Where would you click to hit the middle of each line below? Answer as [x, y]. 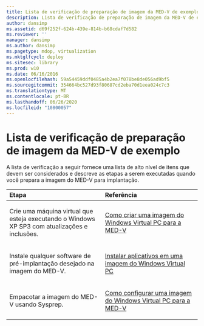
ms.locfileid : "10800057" [39, 108]
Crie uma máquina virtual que [51, 211]
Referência [121, 195]
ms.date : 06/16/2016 [32, 74]
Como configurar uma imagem [149, 293]
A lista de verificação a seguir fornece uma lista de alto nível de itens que [98, 167]
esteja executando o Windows [52, 219]
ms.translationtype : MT [36, 91]
